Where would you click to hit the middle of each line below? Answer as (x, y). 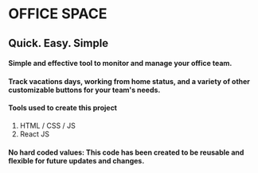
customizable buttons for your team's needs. (84, 90)
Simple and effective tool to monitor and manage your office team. (120, 63)
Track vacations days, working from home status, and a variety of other (129, 81)
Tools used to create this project (63, 108)
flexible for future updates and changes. (76, 160)
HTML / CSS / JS (47, 125)
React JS (35, 134)
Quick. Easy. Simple (59, 43)
